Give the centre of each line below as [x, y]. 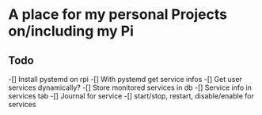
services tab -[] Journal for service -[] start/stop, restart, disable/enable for [131, 96]
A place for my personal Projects [118, 15]
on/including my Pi [71, 31]
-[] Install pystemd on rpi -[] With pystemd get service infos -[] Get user [125, 79]
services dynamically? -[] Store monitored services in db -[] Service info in [130, 87]
